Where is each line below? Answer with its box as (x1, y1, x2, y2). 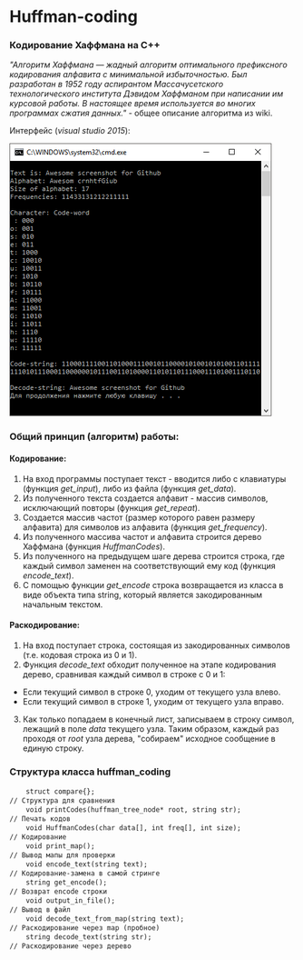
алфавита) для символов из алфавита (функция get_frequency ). (22, 521, 268, 533)
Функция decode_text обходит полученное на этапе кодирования (22, 659, 277, 670)
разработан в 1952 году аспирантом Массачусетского (9, 79, 224, 90)
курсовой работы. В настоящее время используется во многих (9, 98, 256, 109)
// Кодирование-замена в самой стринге (9, 869, 161, 878)
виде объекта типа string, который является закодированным (22, 589, 263, 600)
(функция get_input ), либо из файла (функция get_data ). (22, 483, 237, 494)
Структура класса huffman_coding (9, 765, 171, 778)
